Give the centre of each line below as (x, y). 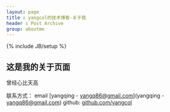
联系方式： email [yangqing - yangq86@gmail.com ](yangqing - (85, 96)
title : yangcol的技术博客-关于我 (46, 18)
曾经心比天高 (22, 83)
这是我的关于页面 (38, 67)
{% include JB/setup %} (36, 46)
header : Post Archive (35, 23)
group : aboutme (25, 29)
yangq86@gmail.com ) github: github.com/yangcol (69, 103)
